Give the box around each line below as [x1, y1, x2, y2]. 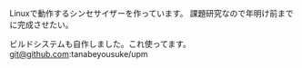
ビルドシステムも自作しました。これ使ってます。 [9, 39, 191, 49]
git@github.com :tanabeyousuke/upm [9, 49, 148, 59]
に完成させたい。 [9, 19, 74, 30]
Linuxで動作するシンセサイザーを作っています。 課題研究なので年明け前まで [9, 8, 294, 18]
